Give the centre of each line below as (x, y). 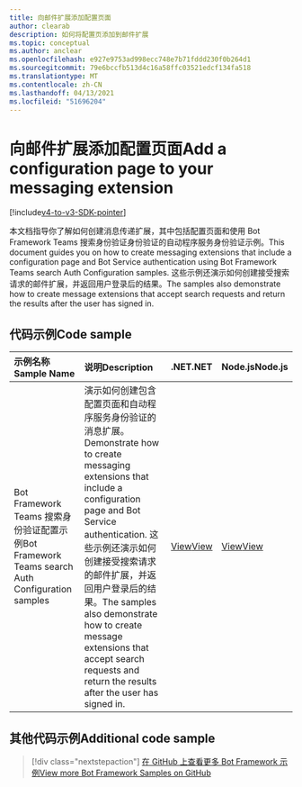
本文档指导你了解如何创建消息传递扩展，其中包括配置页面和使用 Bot (135, 231)
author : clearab (40, 26)
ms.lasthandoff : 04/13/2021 (62, 93)
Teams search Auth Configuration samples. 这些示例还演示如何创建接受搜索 (150, 273)
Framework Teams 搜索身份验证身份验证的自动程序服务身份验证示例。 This (147, 242)
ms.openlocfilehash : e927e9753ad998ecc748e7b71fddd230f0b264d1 (130, 59)
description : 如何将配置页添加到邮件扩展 (79, 34)
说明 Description (119, 367)
